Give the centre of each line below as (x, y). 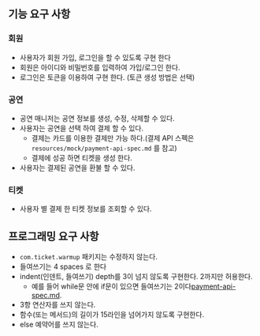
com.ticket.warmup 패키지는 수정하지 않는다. (89, 257)
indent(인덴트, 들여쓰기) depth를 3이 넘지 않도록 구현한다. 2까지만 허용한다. (136, 277)
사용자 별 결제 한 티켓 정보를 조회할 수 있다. (85, 209)
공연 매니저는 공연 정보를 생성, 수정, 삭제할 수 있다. (97, 118)
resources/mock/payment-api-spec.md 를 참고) (104, 148)
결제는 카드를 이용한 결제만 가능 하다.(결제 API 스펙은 (113, 138)
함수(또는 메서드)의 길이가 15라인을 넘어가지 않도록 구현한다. (112, 315)
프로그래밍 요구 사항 (54, 236)
